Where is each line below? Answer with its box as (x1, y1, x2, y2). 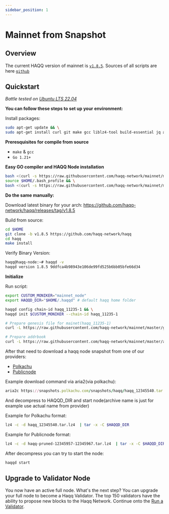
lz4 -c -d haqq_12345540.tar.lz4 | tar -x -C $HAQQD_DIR (5, 422, 129, 427)
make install (5, 241, 33, 246)
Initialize (5, 273, 24, 280)
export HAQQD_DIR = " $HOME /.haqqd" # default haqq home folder (5, 298, 136, 303)
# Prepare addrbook (5, 334, 46, 339)
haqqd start (5, 460, 30, 465)
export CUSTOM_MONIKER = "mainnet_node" (5, 293, 87, 298)
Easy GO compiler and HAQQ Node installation (5, 164, 104, 170)
